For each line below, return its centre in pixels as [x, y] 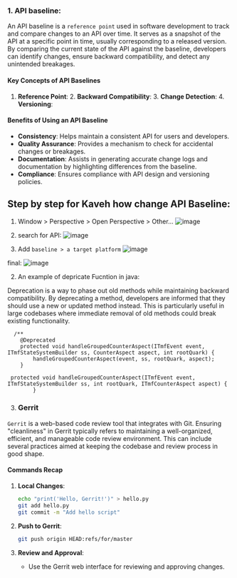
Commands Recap [35, 470]
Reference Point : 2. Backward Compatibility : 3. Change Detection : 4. [121, 96]
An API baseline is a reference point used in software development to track [118, 26]
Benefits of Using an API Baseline [58, 121]
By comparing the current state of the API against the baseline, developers [117, 49]
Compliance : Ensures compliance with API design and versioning [114, 174]
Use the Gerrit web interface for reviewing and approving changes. [126, 567]
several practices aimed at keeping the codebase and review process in [113, 446]
